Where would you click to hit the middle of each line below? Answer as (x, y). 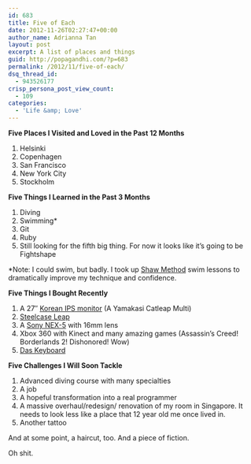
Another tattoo (43, 423)
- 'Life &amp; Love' (49, 111)
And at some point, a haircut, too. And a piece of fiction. (99, 438)
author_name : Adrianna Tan (52, 37)
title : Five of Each (42, 23)
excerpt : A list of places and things (72, 52)
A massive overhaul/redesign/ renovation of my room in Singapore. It (131, 406)
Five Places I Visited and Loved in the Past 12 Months (96, 133)
